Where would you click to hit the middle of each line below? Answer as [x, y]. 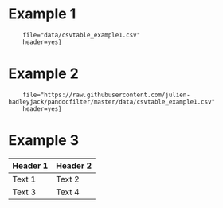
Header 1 [30, 166]
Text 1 [24, 179]
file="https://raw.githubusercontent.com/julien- [107, 95]
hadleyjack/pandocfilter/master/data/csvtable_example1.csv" [112, 102]
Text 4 [67, 192]
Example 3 [44, 141]
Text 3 [24, 192]
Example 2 [44, 74]
